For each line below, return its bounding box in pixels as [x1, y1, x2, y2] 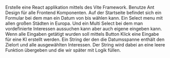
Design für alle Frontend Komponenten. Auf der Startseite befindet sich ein [5, 10, 161, 16]
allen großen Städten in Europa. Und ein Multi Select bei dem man [5, 20, 143, 26]
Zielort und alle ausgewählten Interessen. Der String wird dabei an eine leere [5, 42, 165, 47]
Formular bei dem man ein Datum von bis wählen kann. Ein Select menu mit [5, 15, 163, 21]
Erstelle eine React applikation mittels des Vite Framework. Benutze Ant [5, 5, 155, 10]
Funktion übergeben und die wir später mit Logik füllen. [5, 47, 121, 53]
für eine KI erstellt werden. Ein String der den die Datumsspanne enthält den [5, 36, 165, 42]
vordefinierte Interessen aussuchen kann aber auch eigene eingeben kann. [5, 26, 162, 32]
